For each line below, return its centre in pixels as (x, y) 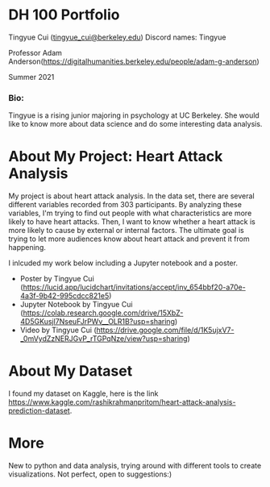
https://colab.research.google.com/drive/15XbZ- (103, 313)
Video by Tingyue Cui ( (58, 330)
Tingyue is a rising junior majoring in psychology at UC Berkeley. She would (134, 115)
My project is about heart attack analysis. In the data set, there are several (132, 196)
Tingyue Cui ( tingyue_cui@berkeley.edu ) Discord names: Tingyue (117, 37)
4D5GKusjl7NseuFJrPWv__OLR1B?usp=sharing (98, 322)
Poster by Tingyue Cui (57, 279)
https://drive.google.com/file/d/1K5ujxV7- (165, 330)
